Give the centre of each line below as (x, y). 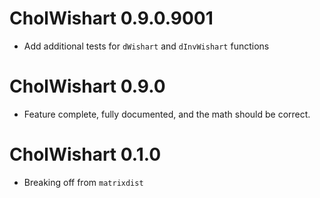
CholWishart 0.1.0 (85, 154)
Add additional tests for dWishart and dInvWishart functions (146, 46)
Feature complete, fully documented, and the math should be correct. (167, 114)
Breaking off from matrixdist (83, 182)
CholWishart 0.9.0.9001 (111, 18)
